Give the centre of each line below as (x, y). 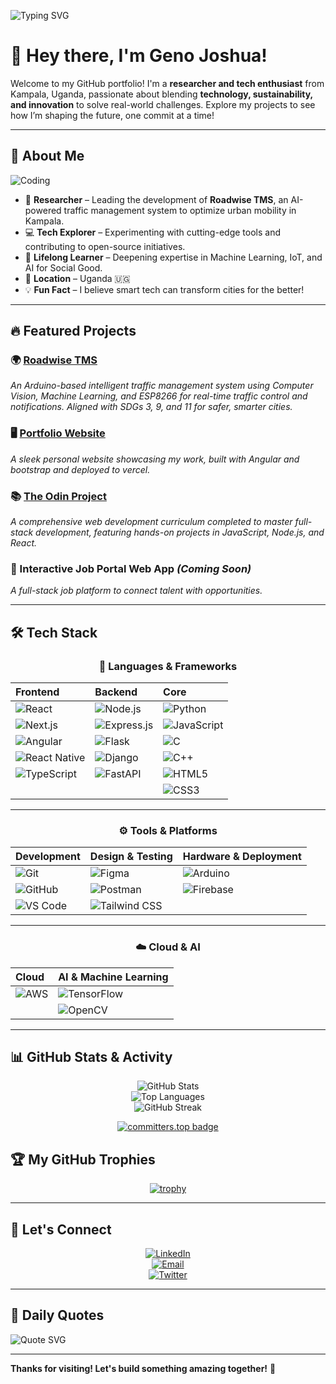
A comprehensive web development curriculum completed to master (151, 522)
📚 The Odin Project (58, 496)
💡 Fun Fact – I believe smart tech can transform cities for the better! (164, 289)
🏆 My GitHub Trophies (83, 1159)
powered (43, 210)
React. (24, 543)
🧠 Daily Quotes (57, 1315)
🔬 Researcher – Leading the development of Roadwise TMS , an (156, 199)
